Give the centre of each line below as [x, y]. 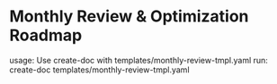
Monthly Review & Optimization [129, 17]
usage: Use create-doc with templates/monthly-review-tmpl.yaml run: [138, 60]
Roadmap [46, 35]
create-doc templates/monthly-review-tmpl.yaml [100, 70]
